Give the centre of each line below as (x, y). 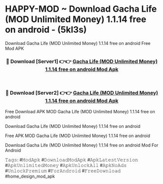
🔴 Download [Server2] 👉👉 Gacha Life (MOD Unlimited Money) (82, 93)
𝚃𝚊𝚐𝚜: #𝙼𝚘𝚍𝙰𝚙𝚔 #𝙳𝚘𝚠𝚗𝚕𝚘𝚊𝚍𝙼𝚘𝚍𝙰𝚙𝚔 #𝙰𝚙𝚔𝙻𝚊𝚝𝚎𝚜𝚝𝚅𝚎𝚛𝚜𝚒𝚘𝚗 (72, 160)
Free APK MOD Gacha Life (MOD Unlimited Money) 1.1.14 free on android (78, 136)
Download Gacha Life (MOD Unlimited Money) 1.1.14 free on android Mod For (82, 145)
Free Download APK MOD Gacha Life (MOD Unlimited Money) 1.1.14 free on (80, 111)
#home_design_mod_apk (30, 176)
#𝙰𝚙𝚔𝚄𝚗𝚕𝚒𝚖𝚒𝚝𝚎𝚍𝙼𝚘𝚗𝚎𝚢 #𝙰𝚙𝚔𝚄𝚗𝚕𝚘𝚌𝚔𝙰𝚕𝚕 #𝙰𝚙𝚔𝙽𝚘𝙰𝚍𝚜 (66, 165)
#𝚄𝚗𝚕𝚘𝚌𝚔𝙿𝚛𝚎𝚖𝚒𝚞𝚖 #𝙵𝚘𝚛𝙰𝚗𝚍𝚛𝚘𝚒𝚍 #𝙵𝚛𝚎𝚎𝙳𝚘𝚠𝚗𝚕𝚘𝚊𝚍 (63, 171)
